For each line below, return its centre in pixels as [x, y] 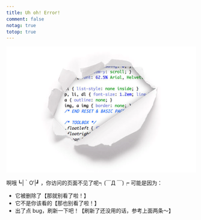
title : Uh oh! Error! [33, 13]
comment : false [25, 19]
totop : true [21, 32]
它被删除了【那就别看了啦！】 [52, 196]
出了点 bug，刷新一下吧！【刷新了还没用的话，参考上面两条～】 [94, 211]
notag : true [21, 25]
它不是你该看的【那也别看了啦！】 [57, 203]
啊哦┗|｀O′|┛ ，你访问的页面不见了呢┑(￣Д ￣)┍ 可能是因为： [85, 183]
